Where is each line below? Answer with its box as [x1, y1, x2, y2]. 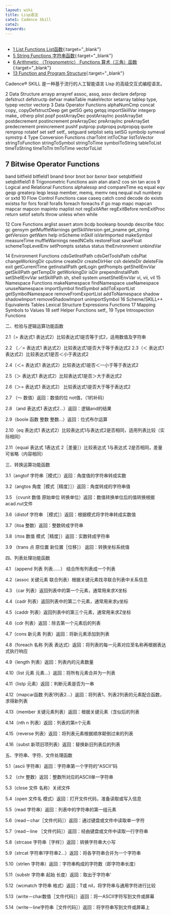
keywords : [5, 27, 27, 32]
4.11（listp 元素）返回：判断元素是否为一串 [5, 681, 94, 687]
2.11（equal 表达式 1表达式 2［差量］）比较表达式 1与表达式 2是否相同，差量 [5, 444, 163, 451]
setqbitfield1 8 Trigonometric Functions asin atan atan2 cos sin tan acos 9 [5, 179, 160, 185]
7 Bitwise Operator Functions [5, 159, 100, 169]
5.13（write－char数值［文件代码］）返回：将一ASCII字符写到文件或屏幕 [5, 894, 155, 900]
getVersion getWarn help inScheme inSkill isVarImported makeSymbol [5, 232, 153, 238]
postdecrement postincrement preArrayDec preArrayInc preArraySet [5, 118, 150, 124]
